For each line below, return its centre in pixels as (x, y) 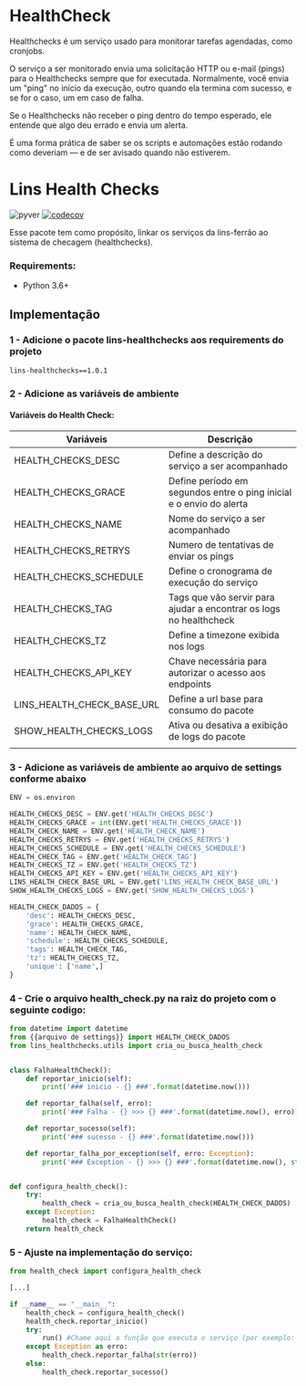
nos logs (186, 646)
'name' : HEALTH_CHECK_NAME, (79, 932)
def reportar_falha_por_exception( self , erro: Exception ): (140, 1153)
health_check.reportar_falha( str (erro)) (120, 1355)
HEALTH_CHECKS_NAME (68, 524)
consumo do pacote (211, 710)
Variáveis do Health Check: (62, 415)
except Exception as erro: (77, 1347)
